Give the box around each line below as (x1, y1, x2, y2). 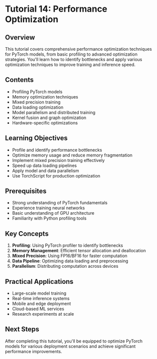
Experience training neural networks (12, 205, 85, 211)
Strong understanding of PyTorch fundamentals (12, 200, 108, 206)
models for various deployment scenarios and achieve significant (5, 343, 136, 349)
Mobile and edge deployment (12, 301, 71, 307)
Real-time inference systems (12, 296, 70, 301)
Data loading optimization (12, 104, 64, 110)
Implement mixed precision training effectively (12, 157, 105, 163)
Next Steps (5, 325, 39, 334)
